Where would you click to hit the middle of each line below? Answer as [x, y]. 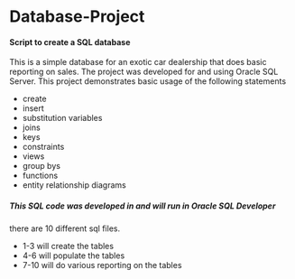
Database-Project [77, 17]
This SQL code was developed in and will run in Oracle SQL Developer [143, 206]
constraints [43, 147]
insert [33, 108]
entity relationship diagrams [74, 185]
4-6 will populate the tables [74, 256]
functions [40, 176]
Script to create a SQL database [70, 42]
